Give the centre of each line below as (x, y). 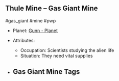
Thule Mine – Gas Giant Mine (52, 8)
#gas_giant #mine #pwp (31, 20)
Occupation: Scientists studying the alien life (67, 50)
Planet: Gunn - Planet (35, 31)
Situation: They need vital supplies (56, 56)
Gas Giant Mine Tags (46, 72)
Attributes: (24, 40)
